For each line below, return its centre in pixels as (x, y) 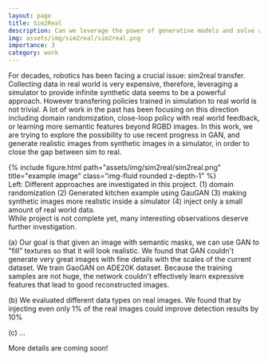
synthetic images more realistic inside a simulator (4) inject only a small (126, 201)
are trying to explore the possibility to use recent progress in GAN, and (124, 135)
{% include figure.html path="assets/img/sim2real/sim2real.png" (115, 167)
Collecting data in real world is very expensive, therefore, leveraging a (123, 84)
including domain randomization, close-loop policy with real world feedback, (134, 118)
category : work (33, 53)
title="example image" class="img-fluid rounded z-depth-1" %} (112, 176)
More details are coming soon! (58, 348)
